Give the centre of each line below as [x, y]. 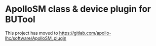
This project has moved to [32, 33]
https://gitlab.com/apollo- [85, 33]
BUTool [20, 19]
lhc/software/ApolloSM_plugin [36, 38]
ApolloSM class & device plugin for [78, 9]
